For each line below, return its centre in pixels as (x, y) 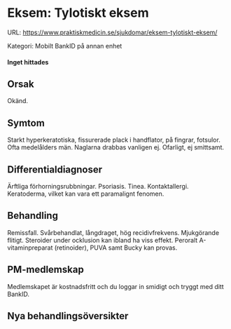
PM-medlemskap (45, 270)
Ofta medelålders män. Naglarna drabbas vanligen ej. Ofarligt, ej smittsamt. (116, 147)
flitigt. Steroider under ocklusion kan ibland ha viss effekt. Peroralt (103, 240)
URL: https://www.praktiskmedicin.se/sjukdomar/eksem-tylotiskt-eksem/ (112, 32)
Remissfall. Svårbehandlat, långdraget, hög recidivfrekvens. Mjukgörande (113, 232)
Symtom (26, 123)
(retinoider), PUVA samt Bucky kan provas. (116, 248)
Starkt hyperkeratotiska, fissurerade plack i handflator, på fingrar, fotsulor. (114, 140)
